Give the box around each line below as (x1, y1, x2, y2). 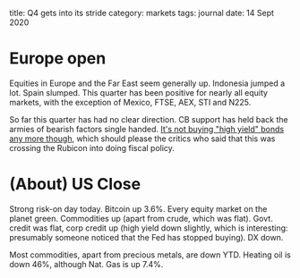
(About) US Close (9, 174, 141, 195)
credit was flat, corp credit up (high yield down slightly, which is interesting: (9, 223, 288, 233)
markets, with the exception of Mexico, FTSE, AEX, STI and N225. (9, 97, 252, 107)
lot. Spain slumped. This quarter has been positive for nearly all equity (9, 87, 269, 97)
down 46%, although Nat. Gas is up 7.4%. (9, 258, 164, 269)
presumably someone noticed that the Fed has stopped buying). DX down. (9, 232, 284, 242)
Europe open (9, 48, 107, 69)
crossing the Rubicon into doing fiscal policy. (9, 142, 175, 153)
